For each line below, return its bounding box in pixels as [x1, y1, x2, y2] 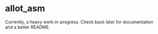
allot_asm [5, 3, 45, 14]
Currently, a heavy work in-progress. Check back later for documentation [5, 19, 154, 25]
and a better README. [5, 24, 50, 30]
